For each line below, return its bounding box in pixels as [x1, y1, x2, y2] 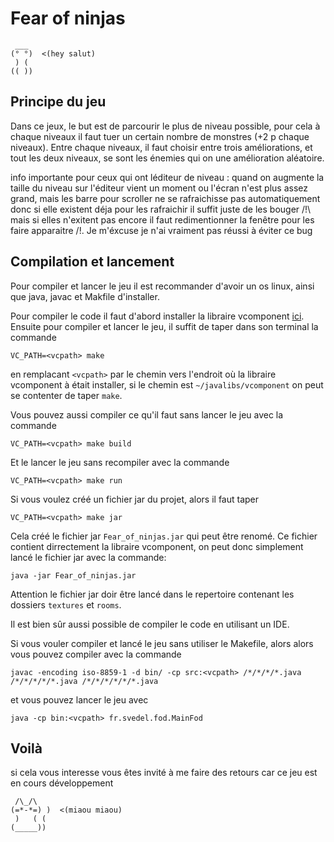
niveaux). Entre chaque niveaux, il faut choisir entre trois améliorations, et [10, 141, 313, 153]
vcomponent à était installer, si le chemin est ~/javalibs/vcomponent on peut [10, 378, 324, 391]
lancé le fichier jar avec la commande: [10, 551, 167, 563]
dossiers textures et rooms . [10, 598, 122, 611]
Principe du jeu [10, 93, 107, 111]
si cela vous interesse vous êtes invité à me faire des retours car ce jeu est [10, 767, 318, 779]
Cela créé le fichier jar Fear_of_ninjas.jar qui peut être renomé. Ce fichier [10, 530, 318, 542]
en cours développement [10, 777, 114, 789]
